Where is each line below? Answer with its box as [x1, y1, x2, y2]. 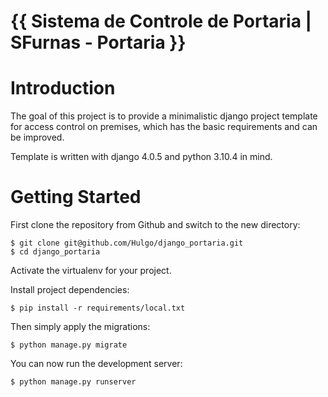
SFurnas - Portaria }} [10, 31, 187, 54]
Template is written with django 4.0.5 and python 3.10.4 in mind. [10, 151, 273, 163]
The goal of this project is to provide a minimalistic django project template [10, 110, 318, 122]
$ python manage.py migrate [10, 340, 128, 350]
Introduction [10, 77, 116, 100]
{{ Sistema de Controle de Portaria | [10, 10, 312, 33]
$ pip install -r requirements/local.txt [10, 303, 186, 314]
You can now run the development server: [10, 358, 183, 370]
